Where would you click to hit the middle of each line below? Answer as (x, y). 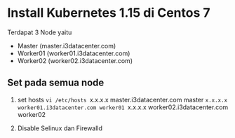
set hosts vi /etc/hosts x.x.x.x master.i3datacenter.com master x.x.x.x (122, 99)
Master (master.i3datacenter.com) (67, 46)
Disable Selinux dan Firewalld (60, 128)
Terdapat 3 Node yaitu (40, 32)
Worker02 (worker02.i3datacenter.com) (75, 60)
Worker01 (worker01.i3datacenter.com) (74, 53)
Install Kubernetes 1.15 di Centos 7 (109, 13)
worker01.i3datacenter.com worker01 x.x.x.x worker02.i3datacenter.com (123, 107)
